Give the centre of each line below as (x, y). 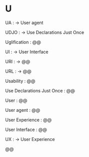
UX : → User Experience (30, 139)
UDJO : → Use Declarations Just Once (45, 32)
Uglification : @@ (23, 42)
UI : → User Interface (27, 52)
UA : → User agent (24, 23)
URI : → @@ (18, 61)
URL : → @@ (18, 71)
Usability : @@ (20, 81)
